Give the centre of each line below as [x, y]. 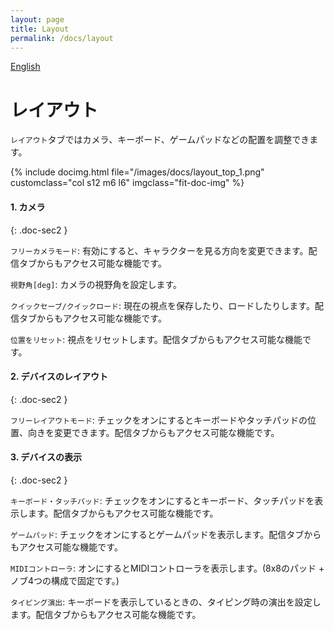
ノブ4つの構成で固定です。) [65, 580]
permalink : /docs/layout [62, 38]
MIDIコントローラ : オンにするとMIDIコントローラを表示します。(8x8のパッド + [167, 568]
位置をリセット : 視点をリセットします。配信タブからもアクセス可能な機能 [156, 339]
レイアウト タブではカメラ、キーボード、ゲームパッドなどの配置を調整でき [160, 140]
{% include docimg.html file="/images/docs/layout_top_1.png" [137, 172]
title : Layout [40, 29]
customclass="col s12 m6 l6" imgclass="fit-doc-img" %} [127, 183]
